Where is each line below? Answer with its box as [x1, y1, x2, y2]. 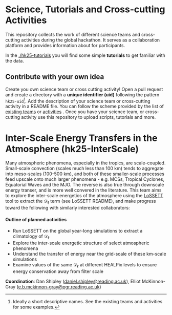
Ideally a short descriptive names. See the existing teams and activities [12, 298, 163, 304]
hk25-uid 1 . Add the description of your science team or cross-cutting [5, 97, 150, 104]
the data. [5, 57, 24, 64]
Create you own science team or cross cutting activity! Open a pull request [5, 86, 163, 92]
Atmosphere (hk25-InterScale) [5, 143, 139, 155]
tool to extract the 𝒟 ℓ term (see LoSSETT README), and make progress [5, 198, 156, 205]
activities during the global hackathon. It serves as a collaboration [21, 37, 160, 43]
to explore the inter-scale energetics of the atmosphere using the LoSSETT [5, 193, 164, 199]
